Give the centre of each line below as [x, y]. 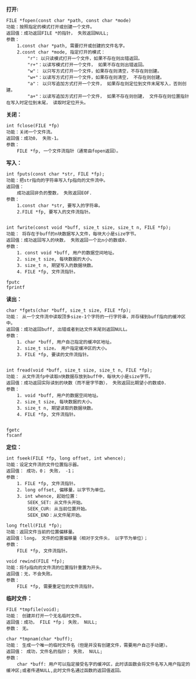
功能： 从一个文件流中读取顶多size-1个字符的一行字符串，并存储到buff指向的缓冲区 [96, 317]
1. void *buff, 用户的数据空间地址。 [59, 395]
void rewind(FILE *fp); [36, 561]
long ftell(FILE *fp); [34, 526]
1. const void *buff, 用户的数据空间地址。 [67, 253]
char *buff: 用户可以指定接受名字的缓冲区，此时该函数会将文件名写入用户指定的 [104, 664]
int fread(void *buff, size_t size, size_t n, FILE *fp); [79, 370]
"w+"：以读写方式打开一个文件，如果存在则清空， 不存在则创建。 [96, 77]
